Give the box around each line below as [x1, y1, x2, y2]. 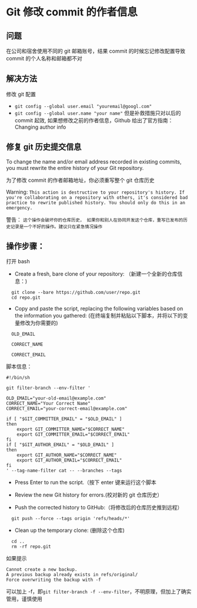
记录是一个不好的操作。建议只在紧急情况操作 [10, 224, 103, 230]
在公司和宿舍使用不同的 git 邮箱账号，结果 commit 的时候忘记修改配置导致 [6, 48, 186, 54]
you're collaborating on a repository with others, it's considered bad [6, 194, 188, 201]
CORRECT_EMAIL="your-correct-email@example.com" [6, 406, 128, 412]
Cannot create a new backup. [6, 567, 78, 573]
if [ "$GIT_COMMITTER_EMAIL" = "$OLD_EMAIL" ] [6, 416, 122, 422]
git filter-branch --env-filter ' [6, 385, 91, 391]
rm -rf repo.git [11, 544, 51, 550]
